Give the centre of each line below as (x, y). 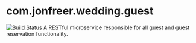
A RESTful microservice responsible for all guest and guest (116, 27)
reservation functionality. (37, 33)
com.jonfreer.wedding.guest (80, 11)
